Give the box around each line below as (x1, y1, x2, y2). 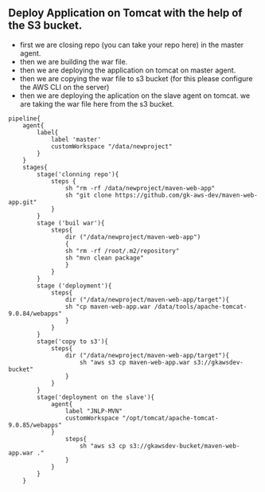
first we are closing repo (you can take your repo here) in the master (19, 40, 244, 49)
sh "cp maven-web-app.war (64, 303, 151, 310)
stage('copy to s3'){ (37, 338, 109, 346)
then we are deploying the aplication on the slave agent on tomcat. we (19, 91, 251, 100)
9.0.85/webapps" (8, 421, 62, 429)
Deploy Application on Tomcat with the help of (8, 6, 243, 20)
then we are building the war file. (19, 57, 128, 66)
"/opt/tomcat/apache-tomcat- (122, 414, 219, 422)
